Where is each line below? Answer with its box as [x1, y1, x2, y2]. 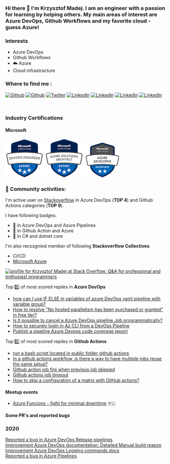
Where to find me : [5, 80, 52, 87]
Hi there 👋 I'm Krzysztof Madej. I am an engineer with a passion [5, 5, 165, 12]
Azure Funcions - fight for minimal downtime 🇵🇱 [12, 400, 116, 406]
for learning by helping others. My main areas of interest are [5, 11, 157, 18]
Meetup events [5, 389, 38, 395]
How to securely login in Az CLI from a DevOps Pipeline [12, 323, 130, 329]
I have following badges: [5, 212, 57, 218]
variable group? [12, 301, 46, 307]
